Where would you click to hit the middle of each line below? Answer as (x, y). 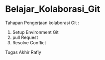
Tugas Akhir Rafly (23, 52)
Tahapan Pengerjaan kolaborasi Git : (42, 23)
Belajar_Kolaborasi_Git (53, 9)
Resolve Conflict (29, 42)
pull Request (25, 37)
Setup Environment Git (35, 32)
